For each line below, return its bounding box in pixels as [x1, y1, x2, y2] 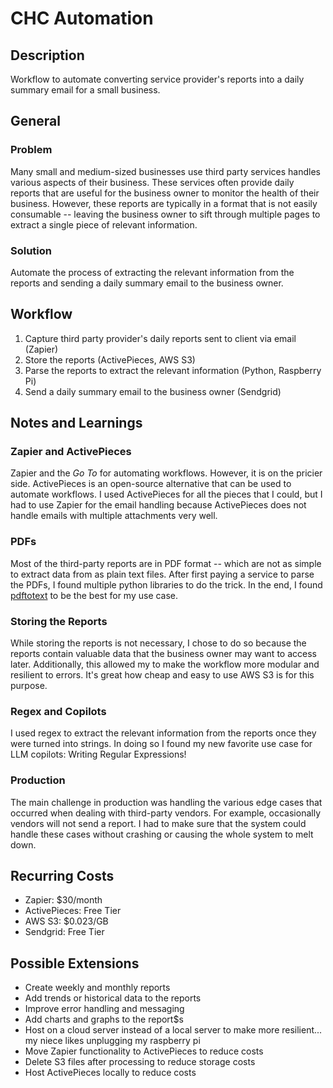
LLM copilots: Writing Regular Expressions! [10, 748, 187, 761]
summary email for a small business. [10, 84, 161, 96]
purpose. [10, 680, 48, 692]
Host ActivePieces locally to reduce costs [24, 1067, 197, 1079]
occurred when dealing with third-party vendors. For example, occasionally [10, 807, 322, 819]
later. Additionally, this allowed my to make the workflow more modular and [10, 658, 320, 671]
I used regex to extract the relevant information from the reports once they [10, 727, 317, 739]
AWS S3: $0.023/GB [24, 915, 109, 927]
